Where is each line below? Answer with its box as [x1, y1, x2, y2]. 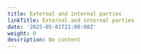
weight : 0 [7, 29, 37, 37]
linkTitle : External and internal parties [7, 17, 135, 24]
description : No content [7, 36, 81, 43]
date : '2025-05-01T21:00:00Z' [7, 23, 97, 30]
